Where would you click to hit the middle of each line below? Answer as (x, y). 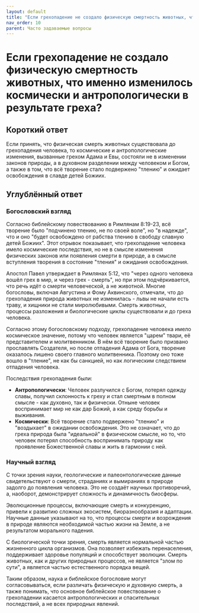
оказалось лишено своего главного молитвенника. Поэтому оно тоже (95, 354)
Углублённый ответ (44, 194)
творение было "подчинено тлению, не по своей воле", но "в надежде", (97, 230)
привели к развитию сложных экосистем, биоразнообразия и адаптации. (99, 512)
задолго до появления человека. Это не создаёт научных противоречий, (99, 488)
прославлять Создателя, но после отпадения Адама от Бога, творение (96, 348)
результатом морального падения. (50, 531)
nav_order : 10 (24, 23)
